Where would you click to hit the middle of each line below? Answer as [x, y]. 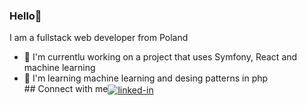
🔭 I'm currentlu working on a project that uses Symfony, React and [160, 57]
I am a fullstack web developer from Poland [99, 38]
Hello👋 [25, 16]
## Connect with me [66, 89]
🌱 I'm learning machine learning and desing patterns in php [146, 78]
